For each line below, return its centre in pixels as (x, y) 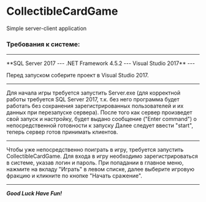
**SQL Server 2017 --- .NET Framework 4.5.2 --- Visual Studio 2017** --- (101, 63)
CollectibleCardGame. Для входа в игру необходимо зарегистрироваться (102, 156)
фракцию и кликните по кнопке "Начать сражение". (74, 176)
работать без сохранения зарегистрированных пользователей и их (95, 106)
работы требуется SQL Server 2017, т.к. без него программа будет (93, 99)
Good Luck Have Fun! (34, 193)
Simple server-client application (47, 28)
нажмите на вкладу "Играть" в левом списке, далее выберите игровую (101, 169)
